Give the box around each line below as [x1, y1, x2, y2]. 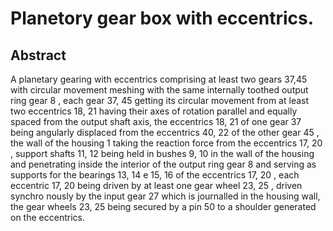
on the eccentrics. [10, 212, 85, 223]
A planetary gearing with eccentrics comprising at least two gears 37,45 [10, 73, 308, 85]
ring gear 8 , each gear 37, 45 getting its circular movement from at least [10, 95, 310, 106]
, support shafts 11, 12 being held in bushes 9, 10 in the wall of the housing [10, 148, 315, 159]
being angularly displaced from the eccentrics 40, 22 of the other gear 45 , [10, 127, 320, 138]
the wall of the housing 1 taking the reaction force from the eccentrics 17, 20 [10, 137, 323, 149]
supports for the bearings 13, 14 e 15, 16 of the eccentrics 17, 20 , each [10, 169, 300, 181]
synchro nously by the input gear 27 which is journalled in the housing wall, [10, 190, 321, 202]
